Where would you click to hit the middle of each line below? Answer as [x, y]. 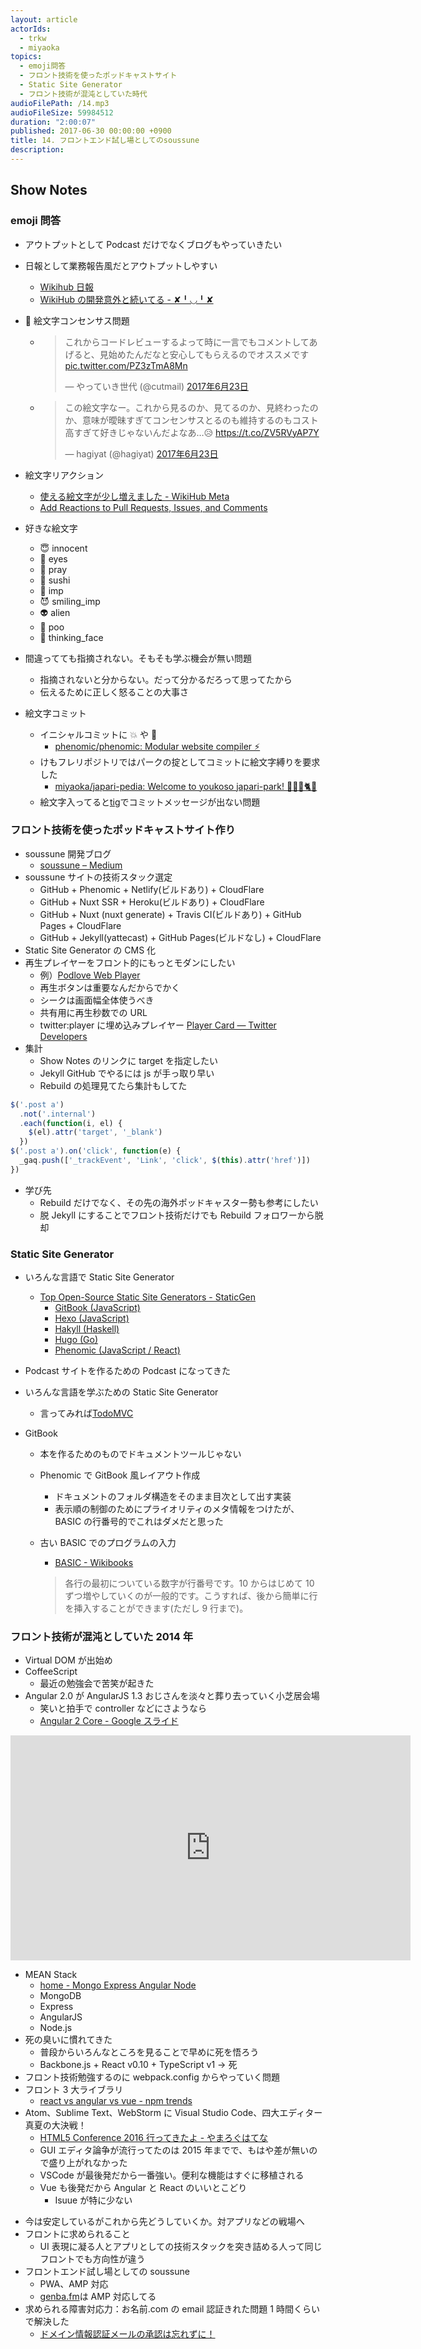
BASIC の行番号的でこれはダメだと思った [139, 1522]
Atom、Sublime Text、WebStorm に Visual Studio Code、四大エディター [173, 2113]
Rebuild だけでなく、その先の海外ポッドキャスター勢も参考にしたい [179, 1202]
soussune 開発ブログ [68, 853]
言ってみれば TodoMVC [86, 1413]
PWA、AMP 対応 [74, 2284]
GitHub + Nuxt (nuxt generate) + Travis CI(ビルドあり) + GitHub [170, 914]
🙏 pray [53, 569]
